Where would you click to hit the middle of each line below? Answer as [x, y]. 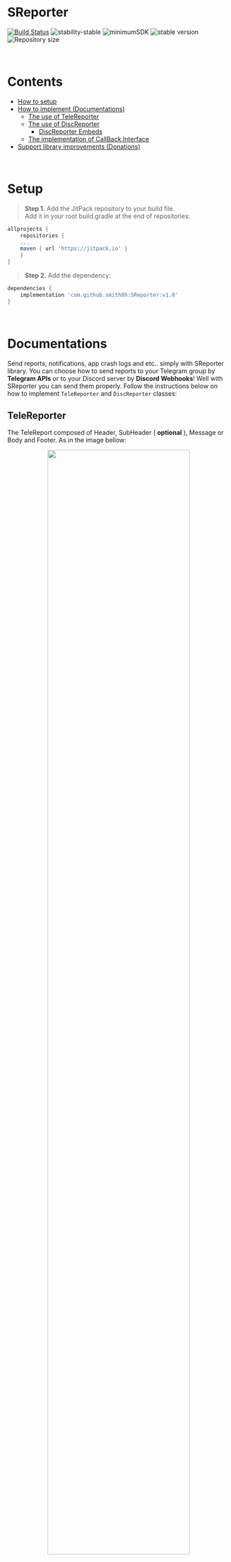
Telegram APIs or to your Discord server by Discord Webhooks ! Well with [115, 378]
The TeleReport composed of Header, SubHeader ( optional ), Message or [115, 433]
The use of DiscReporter [64, 124]
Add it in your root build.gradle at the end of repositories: [107, 216]
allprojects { [28, 229]
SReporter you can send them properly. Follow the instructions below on [112, 386]
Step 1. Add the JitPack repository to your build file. [100, 208]
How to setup [37, 101]
